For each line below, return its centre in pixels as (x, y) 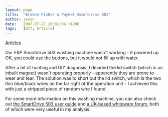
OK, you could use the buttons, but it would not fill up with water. (72, 58)
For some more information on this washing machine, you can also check (81, 99)
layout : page (19, 10)
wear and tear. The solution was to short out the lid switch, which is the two (83, 78)
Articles (13, 43)
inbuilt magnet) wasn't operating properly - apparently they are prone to (80, 73)
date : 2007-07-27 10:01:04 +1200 (42, 24)
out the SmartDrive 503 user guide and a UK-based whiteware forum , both (82, 104)
